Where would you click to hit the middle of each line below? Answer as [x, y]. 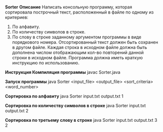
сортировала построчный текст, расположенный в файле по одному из [80, 12]
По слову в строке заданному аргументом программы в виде [77, 37]
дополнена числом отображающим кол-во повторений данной [78, 52]
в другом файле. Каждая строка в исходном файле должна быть [80, 47]
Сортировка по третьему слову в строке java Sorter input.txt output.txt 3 [81, 120]
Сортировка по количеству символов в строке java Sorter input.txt [75, 106]
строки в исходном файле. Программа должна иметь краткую [77, 58]
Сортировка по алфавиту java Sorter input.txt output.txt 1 [64, 96]
